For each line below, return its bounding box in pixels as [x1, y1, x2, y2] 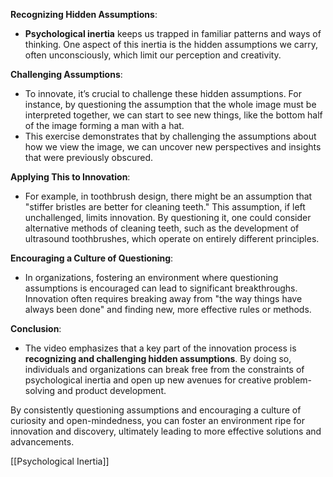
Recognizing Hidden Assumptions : [10, 9, 158, 20]
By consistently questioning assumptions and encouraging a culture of [10, 404, 302, 416]
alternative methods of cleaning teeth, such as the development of [24, 222, 300, 234]
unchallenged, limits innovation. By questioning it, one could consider [24, 212, 312, 223]
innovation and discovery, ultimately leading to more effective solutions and [10, 425, 322, 437]
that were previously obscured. [24, 152, 154, 163]
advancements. [10, 436, 75, 448]
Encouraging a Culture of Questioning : [10, 252, 174, 264]
